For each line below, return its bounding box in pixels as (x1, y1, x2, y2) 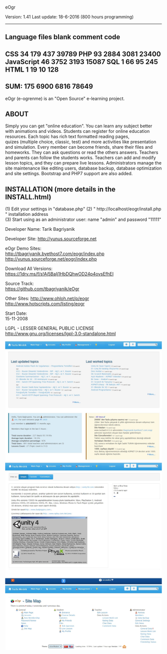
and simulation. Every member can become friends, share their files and (5, 144, 153, 150)
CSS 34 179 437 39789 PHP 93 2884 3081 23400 (5, 50, 161, 58)
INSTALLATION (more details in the (5, 185, 116, 193)
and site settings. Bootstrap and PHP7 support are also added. (5, 171, 133, 177)
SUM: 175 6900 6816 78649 (5, 82, 93, 91)
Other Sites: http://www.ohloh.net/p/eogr (5, 295, 89, 301)
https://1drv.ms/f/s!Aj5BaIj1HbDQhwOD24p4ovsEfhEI (5, 271, 114, 277)
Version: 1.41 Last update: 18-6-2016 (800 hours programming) (5, 14, 134, 19)
